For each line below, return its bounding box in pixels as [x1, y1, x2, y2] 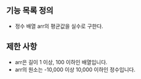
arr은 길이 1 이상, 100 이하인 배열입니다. [14, 58, 108, 65]
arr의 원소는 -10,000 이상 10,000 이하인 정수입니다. [14, 66, 136, 73]
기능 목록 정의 [6, 5, 54, 16]
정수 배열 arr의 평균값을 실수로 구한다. [14, 23, 103, 30]
